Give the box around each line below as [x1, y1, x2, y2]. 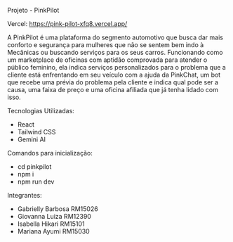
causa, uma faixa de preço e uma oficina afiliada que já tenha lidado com [7, 86, 219, 94]
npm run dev [17, 177, 55, 186]
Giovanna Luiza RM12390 [17, 212, 91, 220]
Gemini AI [17, 135, 46, 144]
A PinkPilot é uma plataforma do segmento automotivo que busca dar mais [7, 33, 223, 42]
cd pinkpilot [17, 163, 52, 171]
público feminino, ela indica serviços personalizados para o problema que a [7, 63, 226, 71]
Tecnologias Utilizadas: [7, 107, 75, 115]
